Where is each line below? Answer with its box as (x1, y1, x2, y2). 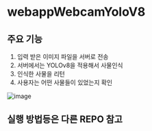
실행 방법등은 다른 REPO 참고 (7, 114, 123, 126)
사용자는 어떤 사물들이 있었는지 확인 (16, 78, 113, 86)
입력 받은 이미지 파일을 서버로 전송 (16, 53, 109, 60)
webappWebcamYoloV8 (7, 4, 146, 20)
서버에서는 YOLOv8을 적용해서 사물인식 (16, 61, 123, 69)
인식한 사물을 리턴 (16, 70, 65, 78)
